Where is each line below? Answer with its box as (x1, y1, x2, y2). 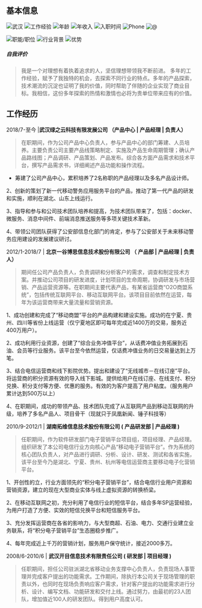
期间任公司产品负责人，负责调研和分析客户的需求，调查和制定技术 (20, 268, 185, 275)
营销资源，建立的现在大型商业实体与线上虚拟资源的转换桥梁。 (6, 486, 159, 493)
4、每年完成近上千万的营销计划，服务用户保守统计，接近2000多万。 (6, 539, 176, 547)
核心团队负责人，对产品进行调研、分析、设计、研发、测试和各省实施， (20, 451, 195, 458)
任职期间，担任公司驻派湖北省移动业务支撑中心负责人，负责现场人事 (20, 565, 190, 572)
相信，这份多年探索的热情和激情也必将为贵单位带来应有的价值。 (37, 89, 195, 96)
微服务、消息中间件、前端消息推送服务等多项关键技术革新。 (6, 215, 154, 222)
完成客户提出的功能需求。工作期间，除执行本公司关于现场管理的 (31, 572, 190, 580)
